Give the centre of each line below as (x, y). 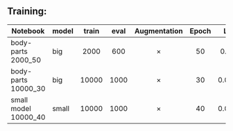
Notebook (28, 30)
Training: (27, 11)
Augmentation (158, 30)
